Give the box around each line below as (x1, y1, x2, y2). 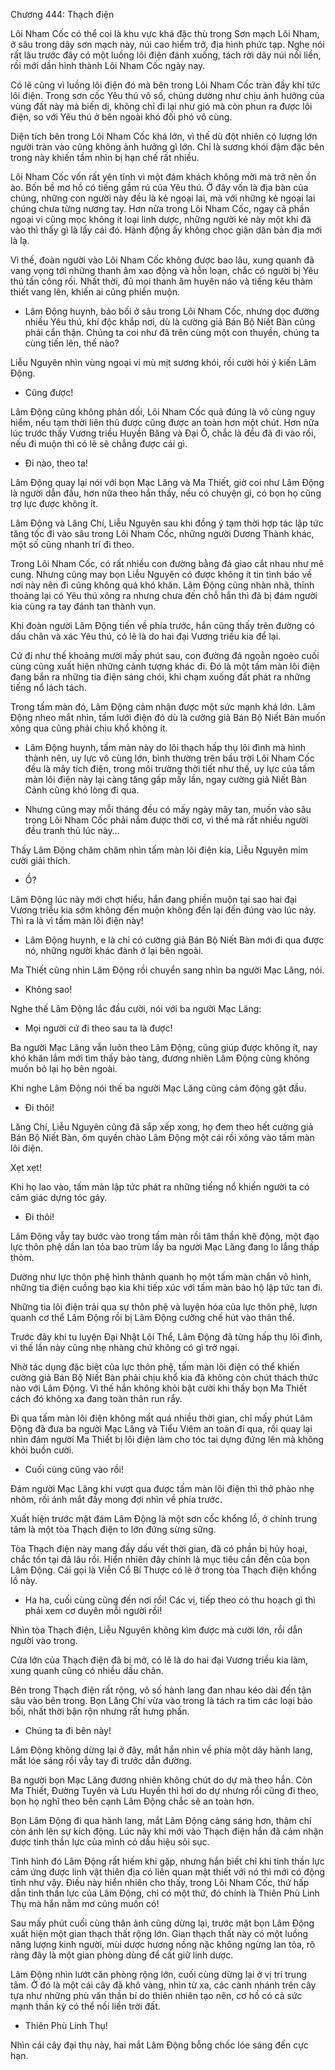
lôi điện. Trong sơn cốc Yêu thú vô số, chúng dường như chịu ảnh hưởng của (10, 90, 325, 101)
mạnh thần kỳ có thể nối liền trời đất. (10, 2000, 161, 2012)
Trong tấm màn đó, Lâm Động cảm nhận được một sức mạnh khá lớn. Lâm (10, 701, 316, 713)
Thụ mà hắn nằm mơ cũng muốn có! (10, 1898, 160, 1909)
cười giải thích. (10, 855, 71, 866)
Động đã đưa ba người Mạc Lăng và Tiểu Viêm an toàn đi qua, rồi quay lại (10, 1423, 313, 1434)
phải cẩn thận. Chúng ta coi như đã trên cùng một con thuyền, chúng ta (24, 327, 320, 338)
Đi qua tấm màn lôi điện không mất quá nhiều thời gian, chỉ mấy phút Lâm (10, 1412, 313, 1424)
